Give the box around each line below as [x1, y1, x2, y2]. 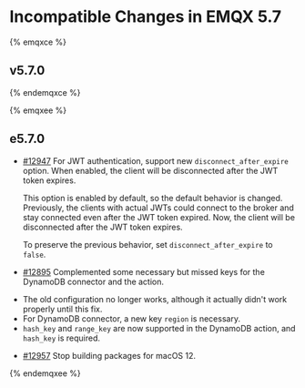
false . [22, 249, 46, 260]
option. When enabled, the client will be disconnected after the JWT [22, 165, 279, 176]
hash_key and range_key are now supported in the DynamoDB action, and [22, 322, 296, 333]
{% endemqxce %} [9, 87, 81, 97]
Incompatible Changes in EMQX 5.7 [9, 6, 282, 27]
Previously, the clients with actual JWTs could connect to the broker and [22, 202, 294, 213]
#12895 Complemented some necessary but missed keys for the [22, 266, 266, 277]
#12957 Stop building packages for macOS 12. [22, 350, 197, 361]
